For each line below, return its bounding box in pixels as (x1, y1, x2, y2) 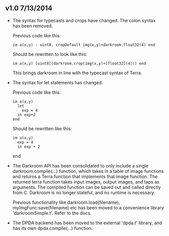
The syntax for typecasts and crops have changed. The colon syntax (12, 17, 156, 23)
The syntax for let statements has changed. (12, 79, 103, 85)
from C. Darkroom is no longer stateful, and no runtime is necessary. (12, 189, 155, 196)
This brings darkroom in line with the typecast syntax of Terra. (12, 70, 142, 76)
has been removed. (12, 23, 53, 29)
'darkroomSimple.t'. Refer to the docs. (12, 210, 92, 216)
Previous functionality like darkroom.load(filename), (12, 199, 120, 205)
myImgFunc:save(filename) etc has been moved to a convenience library (12, 204, 164, 211)
